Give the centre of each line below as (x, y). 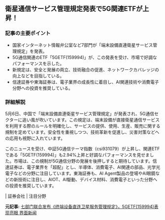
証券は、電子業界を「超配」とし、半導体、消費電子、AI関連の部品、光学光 (85, 167)
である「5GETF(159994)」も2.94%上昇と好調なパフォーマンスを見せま (78, 155)
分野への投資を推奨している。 (42, 88)
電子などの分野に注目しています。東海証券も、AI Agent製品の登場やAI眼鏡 (80, 173)
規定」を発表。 (32, 51)
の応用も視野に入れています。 (35, 138)
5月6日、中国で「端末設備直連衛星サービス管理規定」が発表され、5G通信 (80, 113)
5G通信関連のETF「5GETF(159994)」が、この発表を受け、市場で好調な (85, 57)
